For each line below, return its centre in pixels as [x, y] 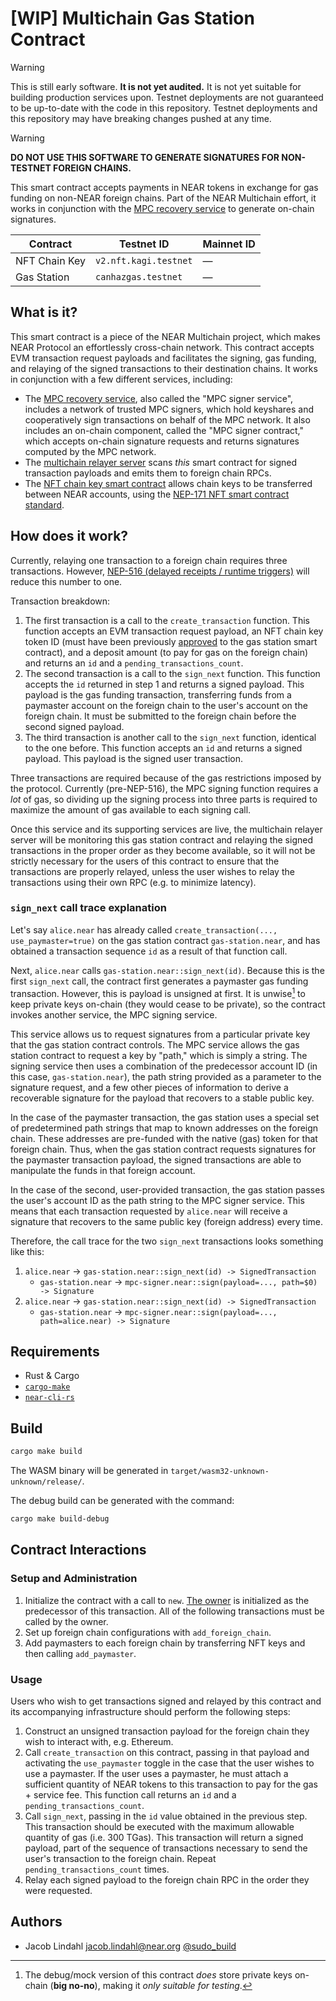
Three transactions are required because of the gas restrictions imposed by [166, 778]
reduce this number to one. [66, 581]
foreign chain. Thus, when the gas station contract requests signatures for [163, 1149]
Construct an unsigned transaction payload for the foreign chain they [167, 1731]
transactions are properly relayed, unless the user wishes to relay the [152, 871]
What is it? [44, 312]
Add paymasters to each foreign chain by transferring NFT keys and [165, 1643]
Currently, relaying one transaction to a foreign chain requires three [149, 560]
